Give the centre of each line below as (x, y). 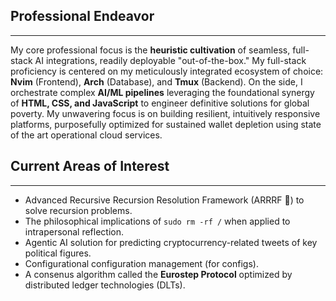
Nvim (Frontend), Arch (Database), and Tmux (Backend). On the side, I (156, 81)
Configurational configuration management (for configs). (141, 263)
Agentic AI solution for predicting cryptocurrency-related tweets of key (171, 242)
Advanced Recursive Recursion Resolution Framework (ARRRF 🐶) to (164, 200)
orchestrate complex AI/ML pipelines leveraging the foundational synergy (162, 92)
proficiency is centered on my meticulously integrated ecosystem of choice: (167, 71)
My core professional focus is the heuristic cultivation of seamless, (150, 50)
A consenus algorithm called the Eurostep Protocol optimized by (158, 274)
